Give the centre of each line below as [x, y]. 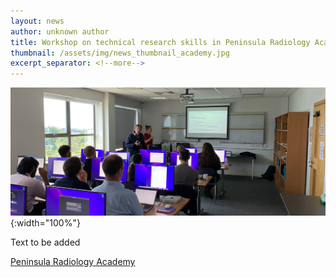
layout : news [37, 21]
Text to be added [45, 242]
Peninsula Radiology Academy [73, 262]
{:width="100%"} [45, 223]
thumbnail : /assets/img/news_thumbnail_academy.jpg [120, 53]
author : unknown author [60, 31]
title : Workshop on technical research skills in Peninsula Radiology [160, 42]
